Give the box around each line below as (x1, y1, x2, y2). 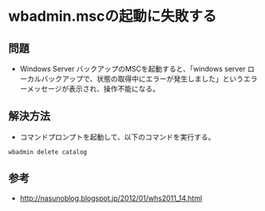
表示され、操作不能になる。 (68, 84, 160, 93)
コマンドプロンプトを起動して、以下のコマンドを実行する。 (19, 132, 216, 142)
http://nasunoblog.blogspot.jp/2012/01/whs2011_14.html (19, 193, 203, 203)
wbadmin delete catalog (8, 148, 88, 156)
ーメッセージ (19, 84, 62, 93)
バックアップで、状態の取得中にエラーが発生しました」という (41, 74, 244, 84)
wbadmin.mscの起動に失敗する (8, 7, 217, 25)
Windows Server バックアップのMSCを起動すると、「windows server (19, 64, 246, 73)
